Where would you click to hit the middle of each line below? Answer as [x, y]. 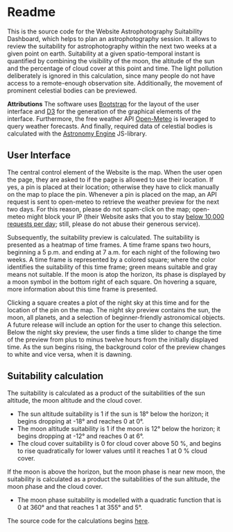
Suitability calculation [55, 376]
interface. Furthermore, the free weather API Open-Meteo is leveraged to [112, 118]
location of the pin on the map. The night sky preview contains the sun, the [114, 309]
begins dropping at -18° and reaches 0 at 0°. [80, 421]
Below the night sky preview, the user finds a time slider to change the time [114, 332]
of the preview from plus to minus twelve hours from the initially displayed [113, 339]
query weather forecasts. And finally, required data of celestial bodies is [110, 126]
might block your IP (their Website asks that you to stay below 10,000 [126, 216]
